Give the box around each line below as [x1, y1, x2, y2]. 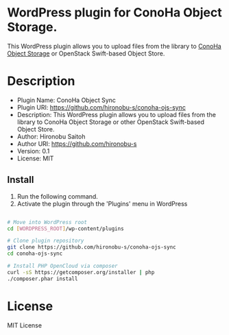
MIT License [7, 321, 43, 330]
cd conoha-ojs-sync [7, 250, 63, 258]
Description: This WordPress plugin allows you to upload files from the [16, 110, 216, 119]
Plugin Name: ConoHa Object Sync [16, 96, 117, 104]
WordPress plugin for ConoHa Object [7, 5, 223, 21]
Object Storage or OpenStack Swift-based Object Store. [7, 49, 165, 58]
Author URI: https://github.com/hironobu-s [16, 139, 137, 148]
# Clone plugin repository [7, 238, 84, 245]
